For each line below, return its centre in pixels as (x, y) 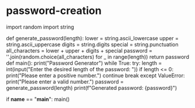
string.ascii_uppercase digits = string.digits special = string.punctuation (92, 44)
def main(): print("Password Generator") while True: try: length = (84, 63)
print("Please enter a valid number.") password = (65, 81)
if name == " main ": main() (38, 99)
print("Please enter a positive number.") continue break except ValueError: (96, 75)
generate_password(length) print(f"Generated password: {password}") (92, 88)
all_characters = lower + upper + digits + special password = (79, 50)
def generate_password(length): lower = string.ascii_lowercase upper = (92, 38)
